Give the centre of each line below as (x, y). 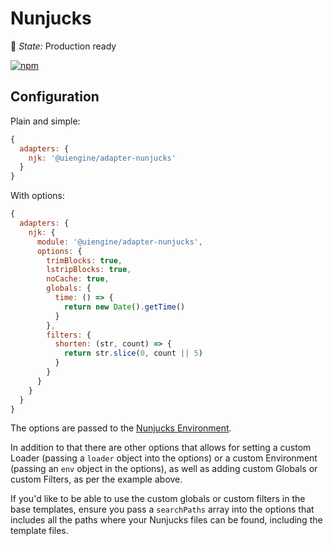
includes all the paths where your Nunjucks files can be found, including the (166, 520)
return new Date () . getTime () (124, 307)
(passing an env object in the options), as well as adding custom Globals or (164, 469)
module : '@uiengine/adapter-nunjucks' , (119, 242)
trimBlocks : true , (84, 260)
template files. (39, 531)
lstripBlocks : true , (89, 270)
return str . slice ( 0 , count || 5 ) (133, 353)
